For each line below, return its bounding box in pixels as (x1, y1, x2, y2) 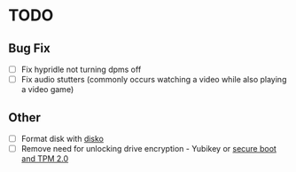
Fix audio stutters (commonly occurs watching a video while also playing (20, 74, 287, 85)
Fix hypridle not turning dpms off (20, 64, 142, 74)
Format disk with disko (20, 133, 104, 144)
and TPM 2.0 (20, 153, 69, 164)
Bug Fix (8, 41, 51, 56)
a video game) (20, 84, 74, 95)
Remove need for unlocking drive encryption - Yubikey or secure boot (20, 144, 277, 153)
